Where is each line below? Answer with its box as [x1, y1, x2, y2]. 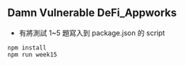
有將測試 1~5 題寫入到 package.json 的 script [18, 27, 165, 38]
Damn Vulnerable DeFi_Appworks [7, 6, 177, 20]
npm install [7, 43, 47, 52]
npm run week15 [7, 50, 58, 58]
